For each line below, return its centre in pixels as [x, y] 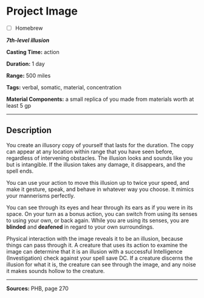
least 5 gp [19, 106]
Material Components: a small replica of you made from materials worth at [100, 99]
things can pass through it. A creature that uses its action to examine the [97, 245]
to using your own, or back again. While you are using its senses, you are [98, 220]
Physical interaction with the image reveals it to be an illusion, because [95, 238]
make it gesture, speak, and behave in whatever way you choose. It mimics [100, 189]
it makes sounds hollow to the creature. [56, 271]
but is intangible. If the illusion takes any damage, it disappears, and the [96, 164]
